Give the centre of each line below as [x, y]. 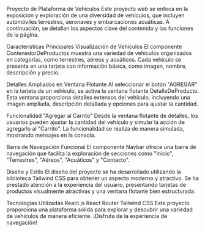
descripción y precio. [33, 72]
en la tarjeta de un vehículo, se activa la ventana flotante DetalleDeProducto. [103, 91]
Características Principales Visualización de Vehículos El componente [94, 46]
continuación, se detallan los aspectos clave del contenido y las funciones [100, 28]
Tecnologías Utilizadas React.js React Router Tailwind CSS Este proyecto [98, 203]
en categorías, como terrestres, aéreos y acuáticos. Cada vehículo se [94, 60]
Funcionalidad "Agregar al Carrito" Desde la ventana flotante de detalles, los [102, 116]
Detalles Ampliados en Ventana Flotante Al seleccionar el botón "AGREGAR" [102, 84]
